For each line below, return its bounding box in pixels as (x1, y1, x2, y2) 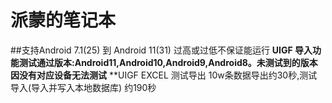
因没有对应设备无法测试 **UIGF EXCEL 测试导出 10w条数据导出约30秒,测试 (10, 69, 318, 81)
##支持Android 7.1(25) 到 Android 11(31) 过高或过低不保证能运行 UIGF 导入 (10, 44, 313, 56)
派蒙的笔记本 (10, 9, 117, 32)
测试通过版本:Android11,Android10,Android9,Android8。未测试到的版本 (18, 56, 318, 68)
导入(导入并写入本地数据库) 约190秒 (10, 81, 157, 93)
